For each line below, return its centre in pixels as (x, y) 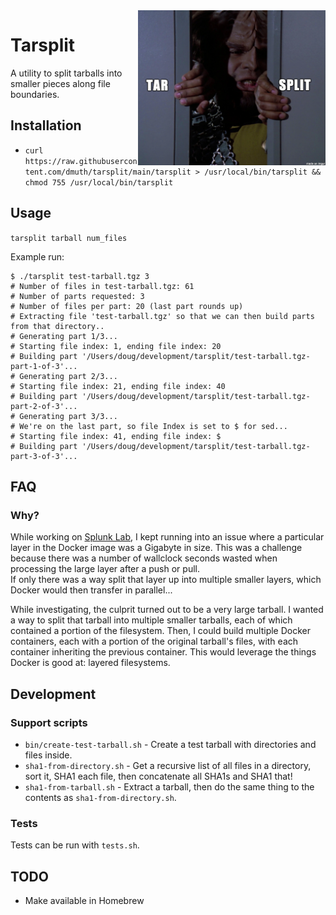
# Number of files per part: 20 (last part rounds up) (127, 306)
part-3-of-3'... (44, 456)
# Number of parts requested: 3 (77, 296)
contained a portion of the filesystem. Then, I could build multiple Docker (161, 631)
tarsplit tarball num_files (69, 238)
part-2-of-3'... (44, 406)
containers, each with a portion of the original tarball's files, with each (154, 641)
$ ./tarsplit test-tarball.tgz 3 (80, 276)
